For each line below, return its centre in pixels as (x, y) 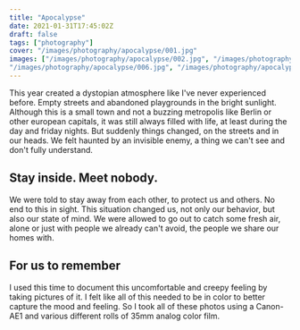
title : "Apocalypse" (48, 17)
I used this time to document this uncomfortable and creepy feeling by (138, 287)
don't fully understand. (51, 149)
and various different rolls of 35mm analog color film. (122, 316)
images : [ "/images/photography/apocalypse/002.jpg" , (109, 59)
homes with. (32, 237)
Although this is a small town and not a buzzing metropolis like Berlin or (141, 112)
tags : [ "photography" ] (51, 42)
